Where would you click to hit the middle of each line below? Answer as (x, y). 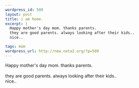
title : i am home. (24, 19)
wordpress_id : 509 (24, 10)
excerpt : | (16, 24)
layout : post (19, 14)
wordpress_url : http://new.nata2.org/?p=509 (52, 51)
